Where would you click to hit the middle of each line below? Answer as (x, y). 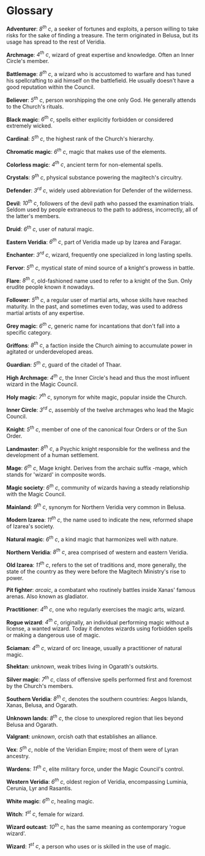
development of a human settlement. (53, 455)
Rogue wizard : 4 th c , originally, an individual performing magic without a (98, 621)
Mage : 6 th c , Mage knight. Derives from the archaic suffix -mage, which (97, 468)
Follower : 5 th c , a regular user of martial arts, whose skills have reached (97, 300)
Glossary (30, 11)
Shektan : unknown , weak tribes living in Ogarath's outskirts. (83, 666)
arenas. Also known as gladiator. (47, 596)
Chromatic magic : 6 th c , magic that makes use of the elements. (87, 151)
